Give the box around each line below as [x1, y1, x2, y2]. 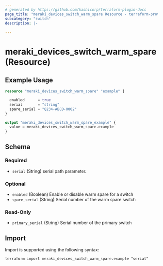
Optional [5, 180, 26, 187]
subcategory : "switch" [5, 16, 51, 21]
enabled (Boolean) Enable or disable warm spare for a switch [12, 191, 133, 197]
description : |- [5, 20, 38, 26]
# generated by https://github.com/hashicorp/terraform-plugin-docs [5, 7, 147, 12]
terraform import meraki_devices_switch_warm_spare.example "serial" [5, 256, 149, 261]
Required [5, 157, 27, 164]
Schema [5, 142, 31, 151]
